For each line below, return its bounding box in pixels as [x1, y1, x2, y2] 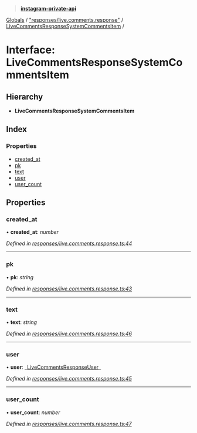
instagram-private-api [20, 5, 76, 12]
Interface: [6, 44, 56, 57]
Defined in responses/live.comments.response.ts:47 [6, 420, 132, 427]
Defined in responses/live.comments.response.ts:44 [6, 240, 133, 247]
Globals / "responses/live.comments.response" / [6, 16, 124, 23]
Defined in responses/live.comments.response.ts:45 [6, 375, 132, 382]
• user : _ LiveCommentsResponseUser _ [6, 363, 101, 371]
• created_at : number [6, 229, 59, 236]
